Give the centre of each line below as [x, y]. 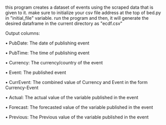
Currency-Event [22, 88]
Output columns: [23, 33]
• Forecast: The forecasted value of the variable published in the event [79, 107]
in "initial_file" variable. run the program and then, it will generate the [77, 18]
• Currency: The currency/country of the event [54, 62]
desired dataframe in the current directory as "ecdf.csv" [64, 23]
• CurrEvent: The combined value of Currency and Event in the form [77, 82]
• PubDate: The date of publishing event [47, 43]
